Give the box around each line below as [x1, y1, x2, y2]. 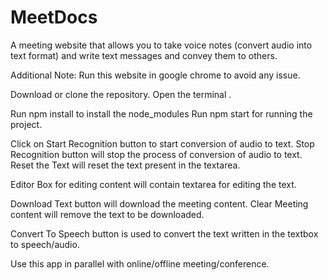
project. [10, 118, 43, 130]
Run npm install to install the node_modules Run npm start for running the [10, 107, 313, 120]
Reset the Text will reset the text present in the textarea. [10, 159, 241, 171]
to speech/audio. [10, 238, 80, 250]
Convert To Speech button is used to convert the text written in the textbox [10, 227, 319, 240]
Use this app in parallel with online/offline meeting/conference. [10, 257, 270, 270]
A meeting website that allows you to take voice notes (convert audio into [10, 39, 313, 51]
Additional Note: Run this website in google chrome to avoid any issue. [10, 69, 301, 81]
